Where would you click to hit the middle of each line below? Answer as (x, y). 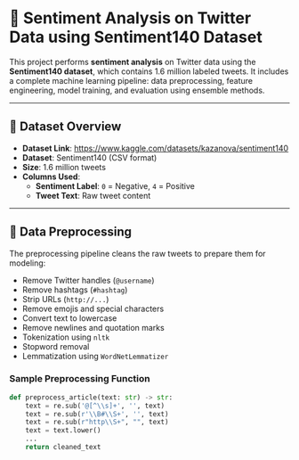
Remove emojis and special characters (93, 308)
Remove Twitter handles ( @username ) (88, 280)
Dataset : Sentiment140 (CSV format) (89, 157)
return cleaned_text (63, 448)
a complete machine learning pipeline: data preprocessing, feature (131, 80)
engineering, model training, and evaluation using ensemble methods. (137, 90)
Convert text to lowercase (69, 318)
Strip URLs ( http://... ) (65, 299)
